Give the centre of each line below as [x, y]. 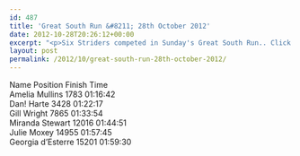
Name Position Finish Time [59, 85]
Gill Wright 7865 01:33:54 [56, 113]
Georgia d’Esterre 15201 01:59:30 [71, 142]
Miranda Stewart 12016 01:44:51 [68, 123]
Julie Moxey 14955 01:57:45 [61, 132]
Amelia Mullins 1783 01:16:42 [62, 94]
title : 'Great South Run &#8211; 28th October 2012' [110, 26]
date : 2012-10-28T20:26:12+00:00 [72, 34]
